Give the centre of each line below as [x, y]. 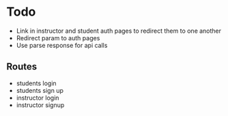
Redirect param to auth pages [58, 38]
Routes [22, 67]
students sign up [40, 90]
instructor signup [40, 105]
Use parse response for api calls [62, 45]
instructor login [38, 98]
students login [36, 83]
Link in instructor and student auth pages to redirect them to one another [119, 31]
